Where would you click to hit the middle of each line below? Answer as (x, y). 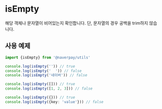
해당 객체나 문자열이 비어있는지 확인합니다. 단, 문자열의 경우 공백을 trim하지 (77, 23)
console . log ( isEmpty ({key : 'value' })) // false (54, 102)
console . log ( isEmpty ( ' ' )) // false (43, 71)
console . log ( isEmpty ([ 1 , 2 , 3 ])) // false (49, 89)
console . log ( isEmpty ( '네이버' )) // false (46, 75)
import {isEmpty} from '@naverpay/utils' (48, 57)
